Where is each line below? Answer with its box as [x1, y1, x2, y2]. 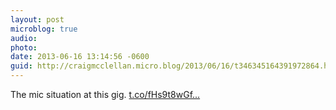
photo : [10, 42, 38, 53]
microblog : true [10, 24, 78, 34]
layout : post [10, 14, 65, 25]
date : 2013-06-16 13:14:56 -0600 [10, 52, 150, 62]
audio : [10, 33, 38, 43]
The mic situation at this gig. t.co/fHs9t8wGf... [10, 89, 201, 100]
